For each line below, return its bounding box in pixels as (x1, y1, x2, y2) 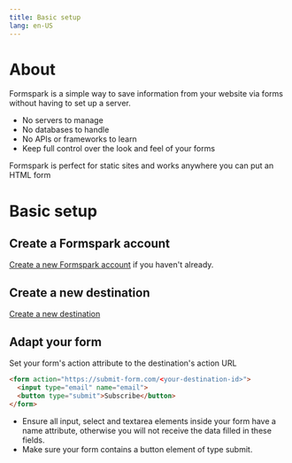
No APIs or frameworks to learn (21, 134, 137, 144)
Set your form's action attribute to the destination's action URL (9, 358, 237, 368)
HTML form (9, 170, 51, 181)
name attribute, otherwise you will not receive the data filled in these (21, 425, 273, 436)
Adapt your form (9, 334, 102, 350)
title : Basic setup (9, 12, 81, 22)
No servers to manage (21, 115, 104, 126)
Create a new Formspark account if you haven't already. (9, 259, 214, 270)
